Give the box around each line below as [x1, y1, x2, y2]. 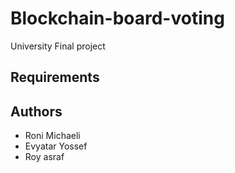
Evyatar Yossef [24, 140, 88, 152]
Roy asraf [24, 151, 65, 163]
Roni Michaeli [24, 130, 81, 142]
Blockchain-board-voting [10, 7, 225, 30]
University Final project [10, 40, 106, 52]
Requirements [10, 69, 100, 86]
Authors [10, 103, 63, 120]
